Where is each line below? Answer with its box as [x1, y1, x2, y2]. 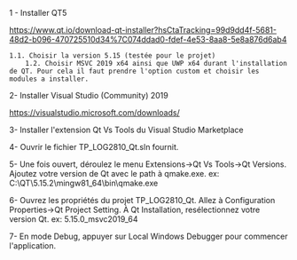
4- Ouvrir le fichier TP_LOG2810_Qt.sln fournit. [9, 142, 179, 152]
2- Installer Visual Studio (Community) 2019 [9, 91, 168, 100]
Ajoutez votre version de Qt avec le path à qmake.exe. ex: [9, 169, 220, 178]
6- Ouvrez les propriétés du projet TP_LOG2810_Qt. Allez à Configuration [9, 195, 276, 205]
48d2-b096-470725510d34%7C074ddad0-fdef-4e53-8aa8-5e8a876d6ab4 [9, 35, 287, 44]
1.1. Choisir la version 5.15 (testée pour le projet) [9, 51, 216, 60]
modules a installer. [9, 75, 90, 83]
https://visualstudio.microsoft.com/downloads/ [9, 107, 180, 118]
